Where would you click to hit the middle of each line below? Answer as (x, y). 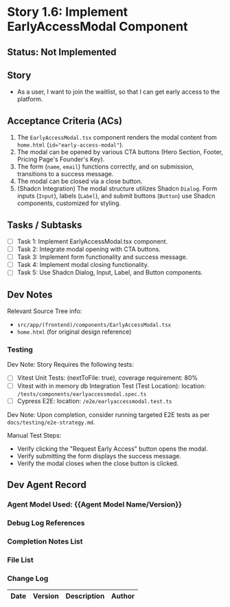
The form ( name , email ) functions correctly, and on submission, (105, 167)
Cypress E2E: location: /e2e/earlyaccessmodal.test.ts (94, 401)
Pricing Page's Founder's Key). (61, 160)
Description (85, 596)
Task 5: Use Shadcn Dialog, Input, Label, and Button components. (110, 273)
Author (123, 596)
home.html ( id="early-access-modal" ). (70, 145)
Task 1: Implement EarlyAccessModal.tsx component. (92, 242)
